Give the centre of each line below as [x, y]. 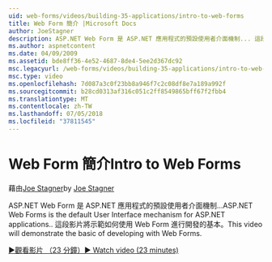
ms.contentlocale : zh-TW [50, 106]
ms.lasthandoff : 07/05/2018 [56, 114]
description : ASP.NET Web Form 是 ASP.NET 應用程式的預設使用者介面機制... [130, 39]
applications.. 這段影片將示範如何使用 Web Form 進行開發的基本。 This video [136, 224]
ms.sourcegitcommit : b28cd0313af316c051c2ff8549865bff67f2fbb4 [117, 91]
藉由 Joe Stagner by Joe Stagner [62, 188]
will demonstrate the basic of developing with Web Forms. [105, 233]
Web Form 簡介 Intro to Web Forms [125, 164]
